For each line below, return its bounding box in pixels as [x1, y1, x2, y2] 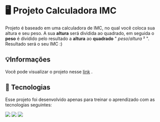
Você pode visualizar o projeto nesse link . [5, 68, 93, 74]
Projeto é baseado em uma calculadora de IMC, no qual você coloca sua [5, 24, 155, 31]
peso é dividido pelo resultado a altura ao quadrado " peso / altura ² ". [5, 35, 149, 41]
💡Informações [5, 55, 51, 64]
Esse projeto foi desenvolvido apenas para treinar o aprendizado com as [5, 96, 155, 102]
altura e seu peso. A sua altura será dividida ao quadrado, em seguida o [5, 30, 154, 36]
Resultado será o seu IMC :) [5, 40, 63, 46]
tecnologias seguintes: [5, 101, 52, 107]
